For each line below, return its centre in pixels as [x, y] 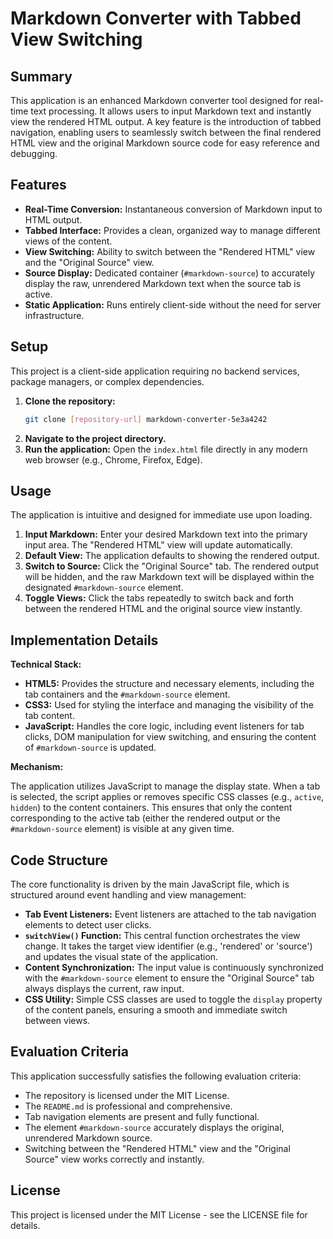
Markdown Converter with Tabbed [156, 18]
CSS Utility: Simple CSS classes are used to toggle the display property [173, 999]
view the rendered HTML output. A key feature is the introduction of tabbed [166, 121]
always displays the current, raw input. [104, 988]
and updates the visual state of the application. [121, 956]
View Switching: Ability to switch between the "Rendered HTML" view [170, 251]
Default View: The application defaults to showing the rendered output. [172, 556]
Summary [41, 76]
